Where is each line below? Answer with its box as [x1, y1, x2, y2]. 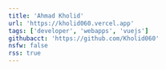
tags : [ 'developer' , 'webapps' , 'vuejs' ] [8, 27, 149, 35]
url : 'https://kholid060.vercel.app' [8, 19, 135, 27]
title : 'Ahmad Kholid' [8, 11, 84, 20]
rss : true [8, 49, 42, 57]
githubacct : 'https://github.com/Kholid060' [8, 34, 160, 43]
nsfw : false [8, 42, 48, 50]
